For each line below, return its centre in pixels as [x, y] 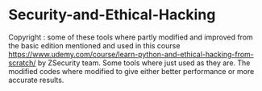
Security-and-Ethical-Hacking [112, 15]
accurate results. [36, 80]
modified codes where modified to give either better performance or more [131, 71]
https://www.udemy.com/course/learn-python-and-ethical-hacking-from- [131, 54]
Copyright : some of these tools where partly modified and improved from [131, 37]
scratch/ [22, 63]
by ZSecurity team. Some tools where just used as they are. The [144, 63]
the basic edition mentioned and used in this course [94, 45]
